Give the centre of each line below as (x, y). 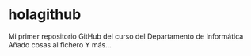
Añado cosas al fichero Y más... (60, 44)
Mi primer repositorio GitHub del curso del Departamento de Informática (126, 36)
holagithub (45, 15)
